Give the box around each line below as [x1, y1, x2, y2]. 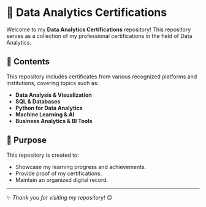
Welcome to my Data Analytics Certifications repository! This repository [6, 26, 191, 33]
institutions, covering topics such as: [6, 79, 99, 86]
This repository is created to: [6, 151, 80, 159]
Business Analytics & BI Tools [15, 117, 93, 124]
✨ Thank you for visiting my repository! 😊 [6, 194, 113, 201]
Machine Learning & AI [15, 110, 75, 118]
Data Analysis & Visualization [15, 91, 92, 99]
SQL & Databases [15, 97, 61, 105]
